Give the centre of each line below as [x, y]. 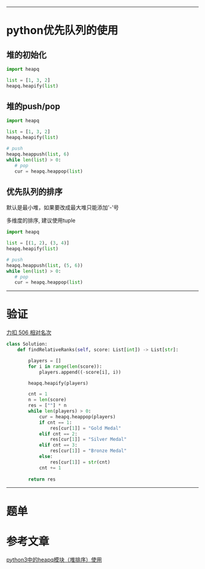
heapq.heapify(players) [58, 383]
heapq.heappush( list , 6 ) [38, 154]
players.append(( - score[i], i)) [80, 372]
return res [42, 479]
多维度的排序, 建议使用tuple [41, 221]
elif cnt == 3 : [58, 445]
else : [46, 457]
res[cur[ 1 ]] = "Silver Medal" [88, 440]
